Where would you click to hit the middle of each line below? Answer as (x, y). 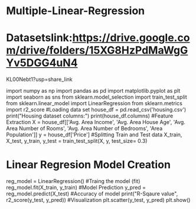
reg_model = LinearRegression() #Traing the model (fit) (73, 181)
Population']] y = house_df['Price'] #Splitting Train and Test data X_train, (94, 135)
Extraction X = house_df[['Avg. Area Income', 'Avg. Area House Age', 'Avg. (96, 122)
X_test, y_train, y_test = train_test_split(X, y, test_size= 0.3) (77, 141)
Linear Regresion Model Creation (89, 165)
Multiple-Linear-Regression (76, 11)
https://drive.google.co (131, 38)
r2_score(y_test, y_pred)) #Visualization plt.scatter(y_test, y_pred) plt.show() (98, 200)
